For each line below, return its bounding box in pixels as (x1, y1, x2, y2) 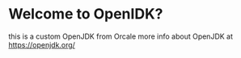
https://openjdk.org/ (8, 39, 75, 49)
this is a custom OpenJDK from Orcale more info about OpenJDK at (8, 31, 233, 41)
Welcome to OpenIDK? (8, 5, 163, 23)
